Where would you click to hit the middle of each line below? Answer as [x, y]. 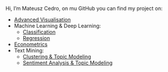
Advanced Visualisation [42, 19]
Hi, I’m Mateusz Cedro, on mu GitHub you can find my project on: [84, 8]
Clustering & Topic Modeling [57, 57]
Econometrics [31, 44]
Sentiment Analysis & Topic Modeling [68, 63]
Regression [36, 38]
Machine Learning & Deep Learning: [57, 26]
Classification [39, 32]
